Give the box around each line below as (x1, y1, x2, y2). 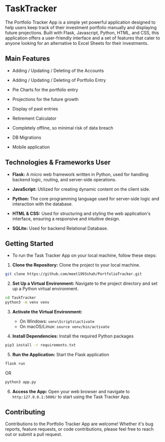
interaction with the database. (12, 201, 73, 207)
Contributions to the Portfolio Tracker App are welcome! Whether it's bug (5, 421, 154, 427)
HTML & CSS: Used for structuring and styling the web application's (12, 210, 151, 216)
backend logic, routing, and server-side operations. (12, 176, 117, 182)
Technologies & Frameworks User (5, 158, 111, 167)
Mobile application (12, 144, 50, 150)
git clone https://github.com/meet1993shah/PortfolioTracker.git (5, 272, 142, 276)
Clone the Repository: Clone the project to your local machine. (12, 262, 140, 268)
